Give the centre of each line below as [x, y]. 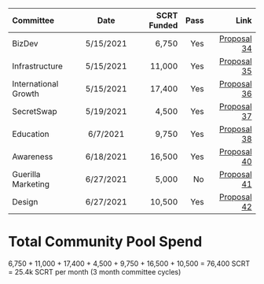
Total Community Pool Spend [105, 242]
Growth [26, 94]
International [35, 84]
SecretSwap [35, 111]
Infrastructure [37, 66]
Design [25, 202]
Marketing [31, 184]
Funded [163, 25]
